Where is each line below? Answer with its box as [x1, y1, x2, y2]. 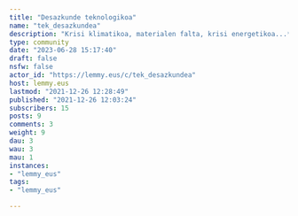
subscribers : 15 [9, 104, 69, 112]
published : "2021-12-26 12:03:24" [9, 95, 137, 104]
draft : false [9, 54, 58, 63]
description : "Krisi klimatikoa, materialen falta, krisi [9, 29, 228, 38]
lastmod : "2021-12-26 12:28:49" [9, 87, 129, 96]
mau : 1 [9, 152, 34, 162]
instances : [9, 161, 50, 170]
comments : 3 [9, 120, 53, 129]
